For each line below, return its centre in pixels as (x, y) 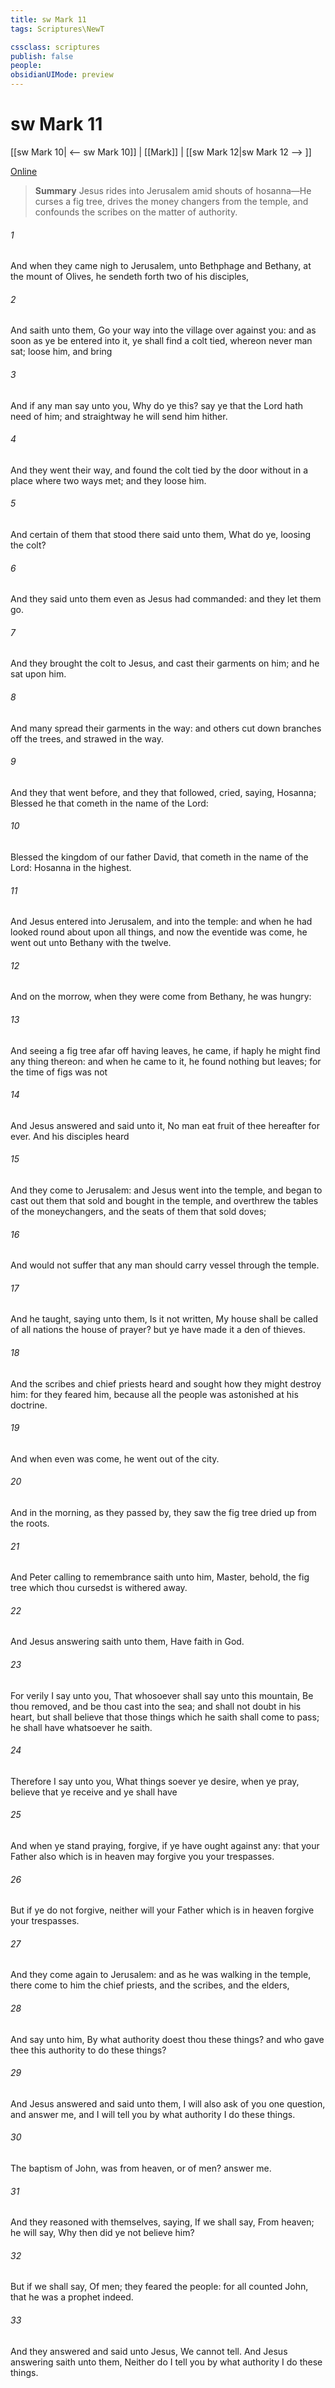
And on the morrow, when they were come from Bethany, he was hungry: (161, 997)
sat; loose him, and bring (61, 352)
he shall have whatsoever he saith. (81, 1727)
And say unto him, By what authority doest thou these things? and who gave (167, 2039)
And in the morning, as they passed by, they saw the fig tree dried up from (163, 1512)
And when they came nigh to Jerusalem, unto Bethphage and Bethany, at (161, 266)
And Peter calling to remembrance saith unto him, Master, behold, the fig (160, 1577)
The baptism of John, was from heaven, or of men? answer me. (141, 2168)
